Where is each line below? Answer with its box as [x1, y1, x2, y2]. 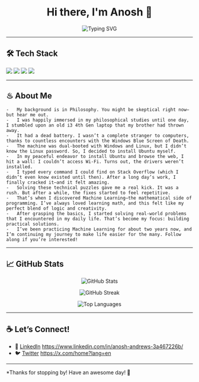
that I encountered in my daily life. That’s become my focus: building [6, 216, 190, 222]
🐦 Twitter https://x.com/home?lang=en [14, 350, 111, 357]
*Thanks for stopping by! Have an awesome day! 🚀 [6, 369, 131, 376]
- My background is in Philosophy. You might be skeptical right [6, 106, 176, 112]
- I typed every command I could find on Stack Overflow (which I [6, 169, 179, 175]
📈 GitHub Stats [6, 258, 64, 269]
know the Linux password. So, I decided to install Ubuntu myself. [6, 148, 176, 154]
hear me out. [17, 112, 49, 118]
